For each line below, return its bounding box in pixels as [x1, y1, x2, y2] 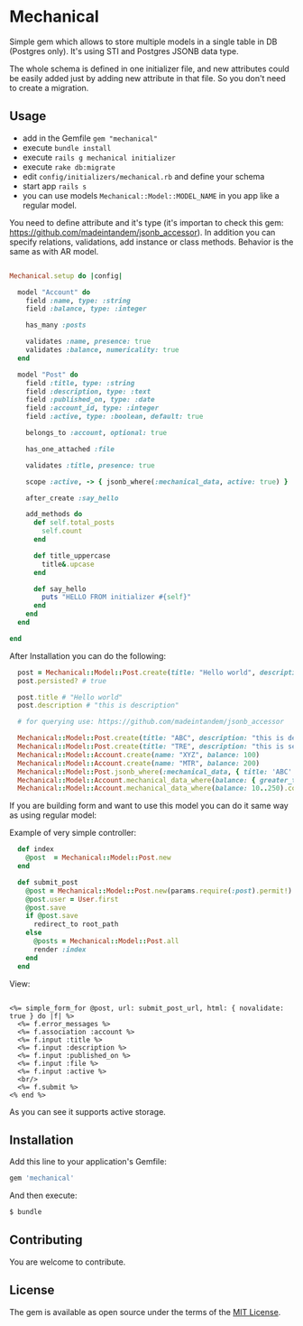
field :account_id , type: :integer [25, 403, 160, 413]
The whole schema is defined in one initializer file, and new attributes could [9, 63, 290, 74]
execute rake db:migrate [22, 161, 115, 172]
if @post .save [25, 912, 78, 921]
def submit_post [17, 877, 78, 886]
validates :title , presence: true [25, 460, 155, 470]
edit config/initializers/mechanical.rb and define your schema [22, 171, 265, 181]
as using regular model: [9, 810, 97, 821]
